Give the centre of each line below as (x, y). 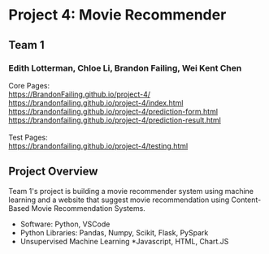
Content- (246, 200)
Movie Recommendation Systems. (89, 208)
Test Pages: (28, 137)
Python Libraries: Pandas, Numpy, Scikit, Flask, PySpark (114, 232)
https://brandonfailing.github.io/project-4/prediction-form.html (113, 111)
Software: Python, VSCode (65, 224)
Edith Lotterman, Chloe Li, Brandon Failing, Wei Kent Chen (125, 68)
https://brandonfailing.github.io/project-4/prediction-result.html (115, 120)
